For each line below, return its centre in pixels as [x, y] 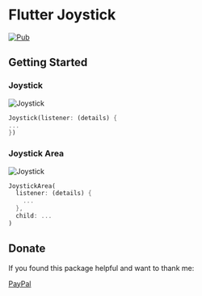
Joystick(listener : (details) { [63, 118]
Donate [27, 249]
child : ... [34, 216]
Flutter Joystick [62, 15]
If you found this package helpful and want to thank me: [101, 268]
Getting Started [48, 63]
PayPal [20, 283]
